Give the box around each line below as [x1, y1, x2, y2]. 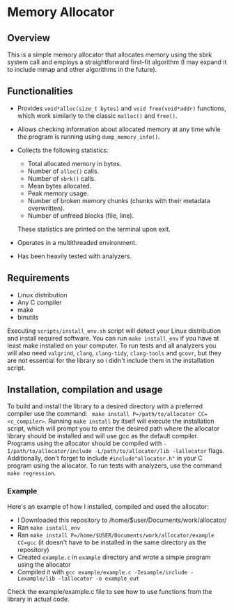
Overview [7, 32, 51, 44]
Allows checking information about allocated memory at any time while [17, 125, 221, 133]
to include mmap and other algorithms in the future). [7, 66, 157, 73]
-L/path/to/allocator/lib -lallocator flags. [94, 447, 225, 455]
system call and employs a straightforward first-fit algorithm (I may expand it [7, 58, 227, 66]
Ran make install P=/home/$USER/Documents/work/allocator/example [17, 530, 214, 539]
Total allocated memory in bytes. [27, 159, 122, 168]
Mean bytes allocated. [27, 181, 92, 190]
